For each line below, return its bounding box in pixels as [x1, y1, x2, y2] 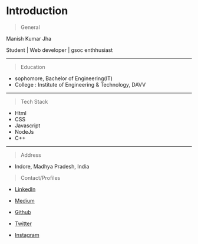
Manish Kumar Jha [6, 35, 52, 42]
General [20, 24, 40, 31]
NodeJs [14, 128, 34, 135]
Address [20, 151, 41, 159]
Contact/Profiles [20, 174, 61, 181]
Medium [14, 197, 35, 204]
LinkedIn [14, 186, 36, 193]
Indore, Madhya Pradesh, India [14, 163, 90, 170]
